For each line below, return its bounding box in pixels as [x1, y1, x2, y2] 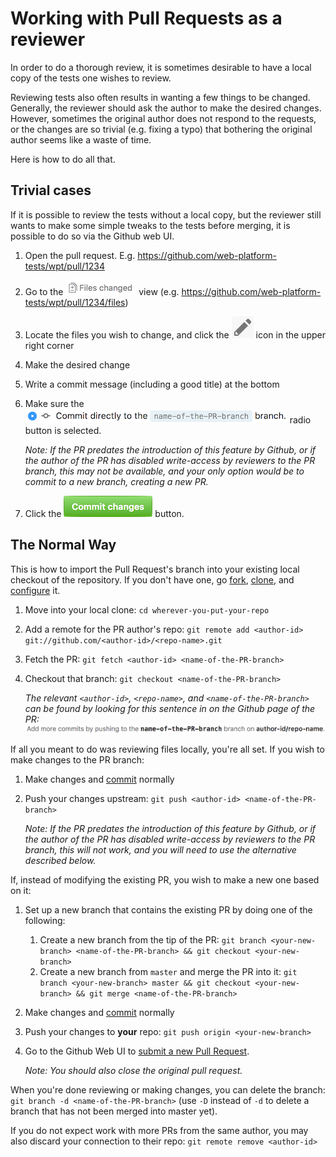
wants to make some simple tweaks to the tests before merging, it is [10, 219, 291, 231]
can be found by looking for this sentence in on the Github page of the [24, 702, 316, 714]
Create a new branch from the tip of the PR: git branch [39, 933, 267, 946]
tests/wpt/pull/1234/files [24, 296, 126, 308]
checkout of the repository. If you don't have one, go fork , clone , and [10, 573, 295, 586]
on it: [10, 884, 32, 896]
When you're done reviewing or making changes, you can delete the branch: [10, 1083, 326, 1096]
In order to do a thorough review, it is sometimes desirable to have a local [10, 61, 312, 73]
